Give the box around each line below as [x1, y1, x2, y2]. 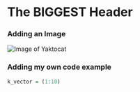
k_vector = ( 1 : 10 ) [7, 78, 61, 85]
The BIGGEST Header [7, 4, 134, 20]
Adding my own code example [7, 62, 111, 72]
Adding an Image [7, 29, 66, 39]
